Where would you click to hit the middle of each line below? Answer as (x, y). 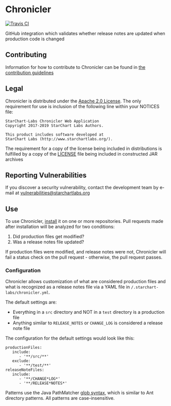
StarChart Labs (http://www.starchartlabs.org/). (59, 139)
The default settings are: (31, 302)
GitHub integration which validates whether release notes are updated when (85, 33)
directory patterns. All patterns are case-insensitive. (60, 398)
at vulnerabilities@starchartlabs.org (53, 193)
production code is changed (35, 39)
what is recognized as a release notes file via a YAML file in (68, 287)
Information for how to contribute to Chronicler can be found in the (75, 67)
